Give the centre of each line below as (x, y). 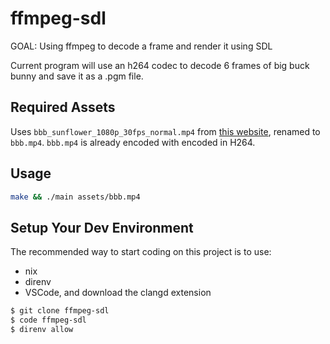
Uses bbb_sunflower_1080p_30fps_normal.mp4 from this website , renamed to (165, 131)
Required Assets (63, 107)
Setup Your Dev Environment (102, 227)
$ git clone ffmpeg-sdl (60, 311)
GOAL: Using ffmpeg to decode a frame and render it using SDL (141, 46)
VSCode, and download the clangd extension (118, 293)
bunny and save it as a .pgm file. (77, 76)
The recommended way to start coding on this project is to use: (141, 252)
